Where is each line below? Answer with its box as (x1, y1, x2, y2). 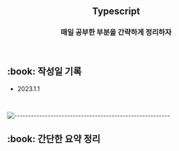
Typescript (92, 6, 140, 17)
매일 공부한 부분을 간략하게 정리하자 (60, 28, 172, 37)
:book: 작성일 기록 (7, 66, 82, 78)
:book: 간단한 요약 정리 (7, 133, 101, 145)
